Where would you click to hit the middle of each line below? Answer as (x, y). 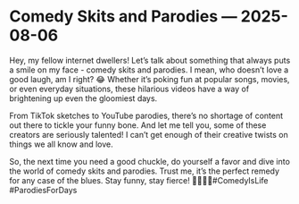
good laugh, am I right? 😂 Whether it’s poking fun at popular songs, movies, (149, 79)
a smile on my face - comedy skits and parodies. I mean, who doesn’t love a (149, 70)
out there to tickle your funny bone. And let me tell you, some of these (138, 125)
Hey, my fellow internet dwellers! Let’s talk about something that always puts (150, 60)
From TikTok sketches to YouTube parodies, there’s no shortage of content (146, 115)
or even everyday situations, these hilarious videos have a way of (129, 89)
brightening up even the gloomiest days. (83, 98)
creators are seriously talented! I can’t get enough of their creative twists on (149, 134)
